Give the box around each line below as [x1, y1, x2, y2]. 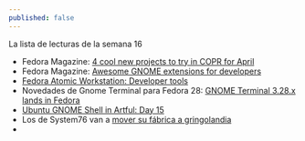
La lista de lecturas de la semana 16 [8, 38, 142, 49]
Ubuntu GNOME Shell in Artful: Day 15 [21, 104, 165, 115]
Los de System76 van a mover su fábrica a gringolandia [21, 114, 232, 125]
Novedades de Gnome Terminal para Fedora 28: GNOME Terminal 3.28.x [21, 85, 296, 96]
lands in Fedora [21, 95, 80, 106]
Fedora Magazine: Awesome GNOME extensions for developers [21, 65, 262, 76]
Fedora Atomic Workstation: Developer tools [21, 75, 189, 86]
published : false [8, 13, 75, 23]
